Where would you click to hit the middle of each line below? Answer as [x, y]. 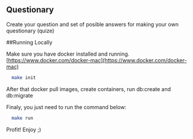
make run [22, 118]
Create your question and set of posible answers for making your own [92, 24]
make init [24, 77]
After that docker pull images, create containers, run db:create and [89, 89]
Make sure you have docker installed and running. [68, 54]
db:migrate [20, 95]
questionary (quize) [31, 31]
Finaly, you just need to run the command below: [67, 107]
